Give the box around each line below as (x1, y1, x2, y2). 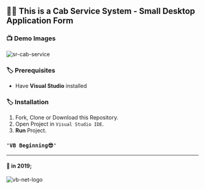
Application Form (6, 16, 74, 26)
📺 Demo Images (6, 34, 56, 43)
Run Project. (15, 127, 47, 134)
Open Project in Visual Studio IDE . (15, 120, 104, 128)
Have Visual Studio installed (15, 82, 87, 89)
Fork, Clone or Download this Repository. (15, 114, 119, 121)
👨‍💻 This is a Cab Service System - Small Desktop (6, 6, 195, 16)
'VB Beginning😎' (6, 142, 57, 149)
